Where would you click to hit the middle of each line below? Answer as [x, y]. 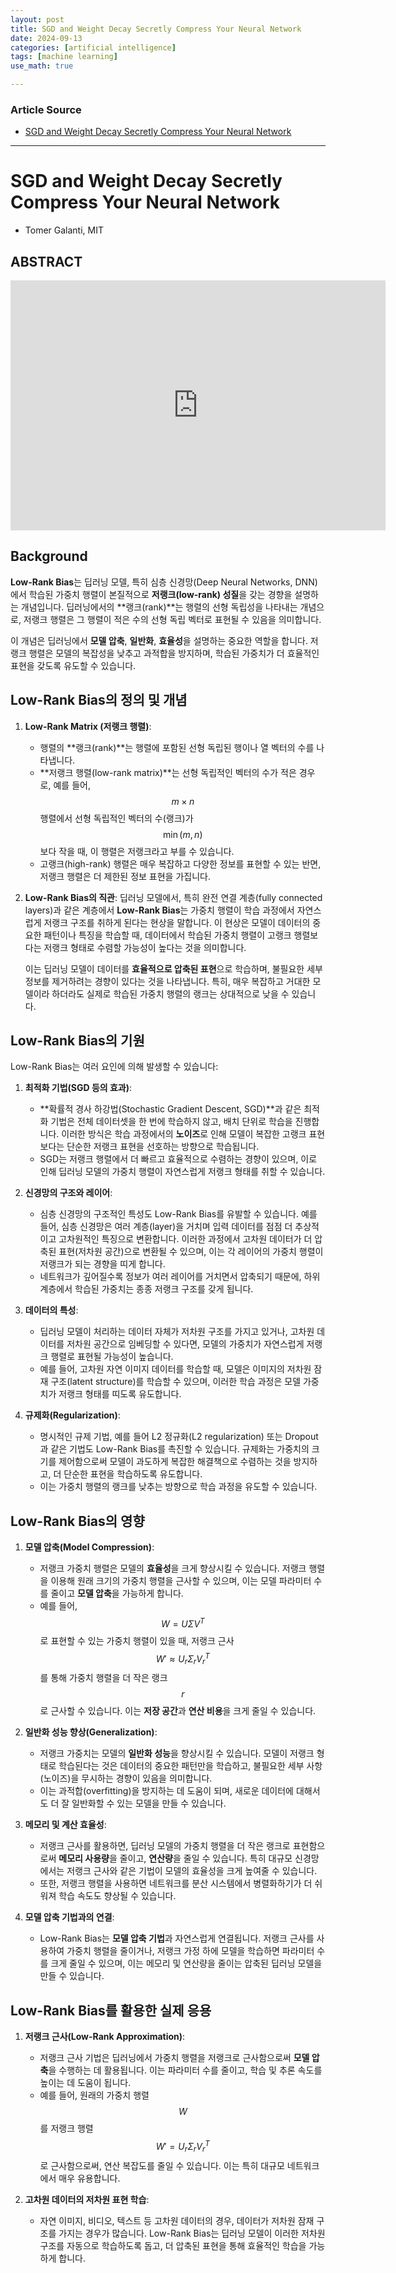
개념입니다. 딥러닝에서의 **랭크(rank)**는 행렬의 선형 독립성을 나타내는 [159, 607]
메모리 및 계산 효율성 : [65, 1825]
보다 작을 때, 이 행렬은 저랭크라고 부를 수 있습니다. [137, 851]
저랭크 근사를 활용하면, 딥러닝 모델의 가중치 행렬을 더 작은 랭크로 [165, 1846]
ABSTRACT [46, 261]
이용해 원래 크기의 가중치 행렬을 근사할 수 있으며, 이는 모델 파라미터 [181, 1581]
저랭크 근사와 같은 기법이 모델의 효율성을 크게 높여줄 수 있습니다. [192, 1871]
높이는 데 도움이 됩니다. [85, 2083]
